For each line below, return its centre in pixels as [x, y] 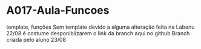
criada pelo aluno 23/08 [36, 39]
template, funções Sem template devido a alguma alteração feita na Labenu [100, 27]
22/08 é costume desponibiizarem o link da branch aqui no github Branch [98, 33]
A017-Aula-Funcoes [58, 10]
